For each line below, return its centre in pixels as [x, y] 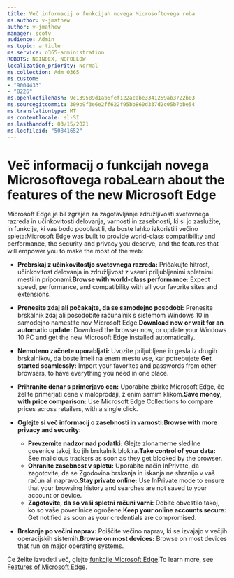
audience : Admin [31, 40]
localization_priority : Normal [53, 66]
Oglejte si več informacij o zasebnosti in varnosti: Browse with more [117, 422]
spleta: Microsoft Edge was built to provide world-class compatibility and [111, 236]
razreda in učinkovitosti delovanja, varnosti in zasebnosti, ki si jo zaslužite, [114, 221]
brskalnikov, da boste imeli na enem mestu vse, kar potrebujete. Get [114, 358]
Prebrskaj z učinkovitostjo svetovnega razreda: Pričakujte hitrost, [114, 265]
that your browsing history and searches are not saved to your [117, 488]
